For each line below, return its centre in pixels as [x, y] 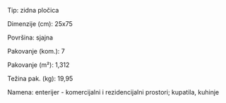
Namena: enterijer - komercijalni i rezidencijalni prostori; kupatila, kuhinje [113, 92]
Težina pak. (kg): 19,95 [40, 78]
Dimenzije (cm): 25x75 [40, 24]
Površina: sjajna [30, 37]
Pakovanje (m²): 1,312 [38, 65]
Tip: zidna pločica [33, 10]
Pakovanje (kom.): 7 [36, 51]
